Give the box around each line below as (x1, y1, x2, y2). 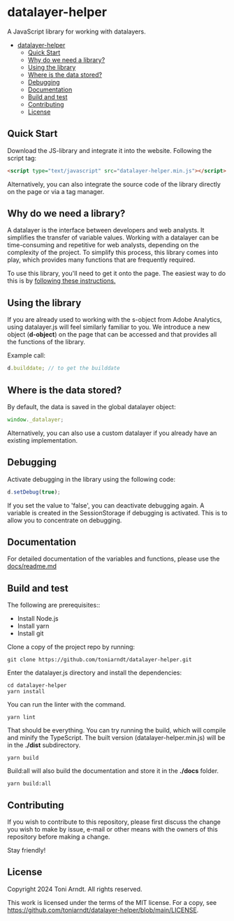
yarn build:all (7, 780, 52, 788)
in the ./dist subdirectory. (7, 741, 81, 749)
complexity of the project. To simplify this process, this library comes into (7, 249, 219, 257)
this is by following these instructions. (7, 277, 116, 285)
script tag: (7, 154, 37, 162)
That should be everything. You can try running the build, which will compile (7, 726, 226, 735)
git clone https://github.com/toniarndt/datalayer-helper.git (7, 656, 192, 663)
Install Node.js (17, 614, 59, 623)
